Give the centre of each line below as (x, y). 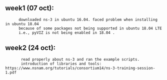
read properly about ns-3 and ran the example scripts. (80, 59)
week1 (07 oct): (29, 8)
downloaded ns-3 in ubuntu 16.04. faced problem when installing (88, 19)
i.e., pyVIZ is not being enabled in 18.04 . (66, 33)
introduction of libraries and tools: (61, 64)
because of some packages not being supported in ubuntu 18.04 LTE (90, 28)
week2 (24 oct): (30, 48)
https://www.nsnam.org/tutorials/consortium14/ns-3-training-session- (80, 68)
